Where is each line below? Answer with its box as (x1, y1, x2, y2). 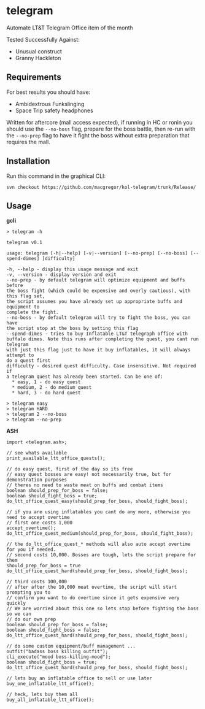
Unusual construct (15, 47, 63, 55)
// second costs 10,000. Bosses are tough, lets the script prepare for (6, 552, 196, 558)
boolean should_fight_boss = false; (6, 627, 100, 634)
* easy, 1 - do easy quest (12, 379, 81, 385)
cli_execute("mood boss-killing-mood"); (6, 654, 112, 660)
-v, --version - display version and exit (6, 272, 117, 278)
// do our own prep (6, 616, 56, 623)
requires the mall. (6, 138, 50, 145)
